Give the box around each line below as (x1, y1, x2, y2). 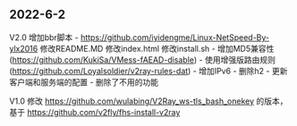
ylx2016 (9, 43, 38, 54)
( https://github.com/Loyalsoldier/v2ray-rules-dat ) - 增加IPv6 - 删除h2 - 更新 (9, 65, 288, 76)
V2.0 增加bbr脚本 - (9, 31, 79, 43)
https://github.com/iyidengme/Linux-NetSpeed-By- (80, 31, 270, 43)
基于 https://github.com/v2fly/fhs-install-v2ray (9, 106, 181, 117)
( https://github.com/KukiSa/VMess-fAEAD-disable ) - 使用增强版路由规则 (9, 54, 276, 65)
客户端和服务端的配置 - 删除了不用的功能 (9, 76, 159, 88)
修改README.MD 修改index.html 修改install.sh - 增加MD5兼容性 (39, 43, 275, 54)
